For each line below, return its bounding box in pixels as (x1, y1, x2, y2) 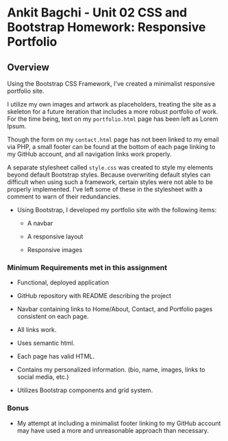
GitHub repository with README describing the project (16, 292, 172, 300)
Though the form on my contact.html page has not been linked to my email (7, 135, 219, 144)
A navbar (27, 219, 53, 227)
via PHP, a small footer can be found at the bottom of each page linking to (7, 143, 216, 150)
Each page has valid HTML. (16, 352, 94, 361)
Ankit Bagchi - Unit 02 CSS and (7, 5, 188, 21)
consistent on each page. (16, 313, 89, 321)
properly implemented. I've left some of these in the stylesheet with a (7, 185, 203, 193)
